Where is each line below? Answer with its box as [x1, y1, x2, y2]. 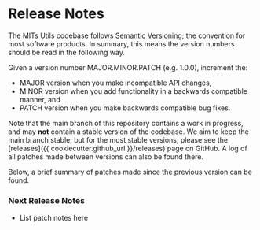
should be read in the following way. [8, 47, 126, 57]
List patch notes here [19, 213, 89, 223]
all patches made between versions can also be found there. [8, 151, 204, 161]
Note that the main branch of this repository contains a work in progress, [8, 118, 244, 128]
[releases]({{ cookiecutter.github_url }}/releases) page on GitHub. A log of [8, 143, 247, 153]
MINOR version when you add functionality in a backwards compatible [19, 86, 247, 95]
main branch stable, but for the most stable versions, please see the [8, 135, 229, 144]
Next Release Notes [8, 195, 85, 206]
